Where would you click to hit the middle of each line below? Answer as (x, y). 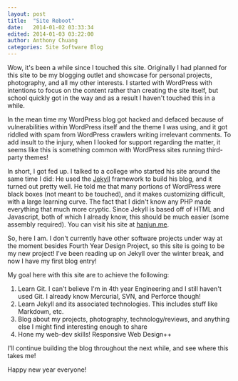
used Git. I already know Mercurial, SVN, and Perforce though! (109, 296)
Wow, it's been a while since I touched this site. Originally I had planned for (117, 68)
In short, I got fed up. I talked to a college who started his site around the (114, 171)
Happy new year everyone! (47, 370)
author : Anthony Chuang (43, 41)
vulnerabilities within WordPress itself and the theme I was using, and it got (118, 127)
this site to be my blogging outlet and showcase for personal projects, (110, 75)
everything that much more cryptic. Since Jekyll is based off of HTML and (116, 209)
